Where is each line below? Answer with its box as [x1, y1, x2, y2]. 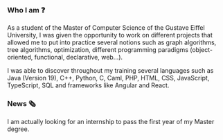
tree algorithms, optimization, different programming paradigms [7, 46, 189, 54]
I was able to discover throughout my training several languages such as [7, 67, 214, 75]
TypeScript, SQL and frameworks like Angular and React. [7, 81, 170, 89]
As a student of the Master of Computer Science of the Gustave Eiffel [7, 24, 206, 32]
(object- [189, 46, 213, 54]
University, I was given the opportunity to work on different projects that [7, 31, 213, 40]
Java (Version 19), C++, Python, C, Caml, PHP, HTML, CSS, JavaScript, [7, 74, 210, 82]
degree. [7, 125, 30, 133]
